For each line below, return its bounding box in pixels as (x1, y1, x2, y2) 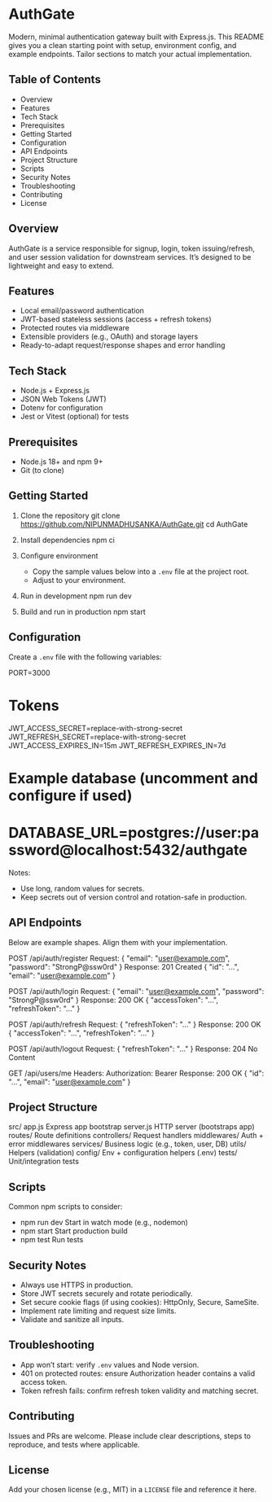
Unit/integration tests (8, 1157, 80, 1167)
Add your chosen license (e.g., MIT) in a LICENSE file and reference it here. (8, 1485, 257, 1495)
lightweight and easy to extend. (8, 261, 114, 270)
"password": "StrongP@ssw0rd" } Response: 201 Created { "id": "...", (8, 961, 239, 971)
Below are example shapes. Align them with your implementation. (8, 937, 228, 947)
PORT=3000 (8, 668, 50, 677)
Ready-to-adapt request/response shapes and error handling (20, 340, 226, 350)
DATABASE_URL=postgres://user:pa (8, 823, 259, 842)
